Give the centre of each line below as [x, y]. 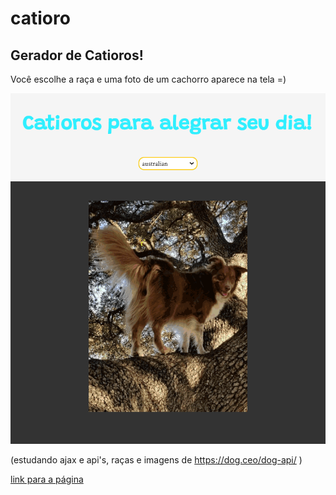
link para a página [47, 479]
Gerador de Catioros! [77, 55]
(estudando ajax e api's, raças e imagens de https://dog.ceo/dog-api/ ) [156, 460]
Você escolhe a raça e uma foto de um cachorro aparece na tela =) [148, 79]
